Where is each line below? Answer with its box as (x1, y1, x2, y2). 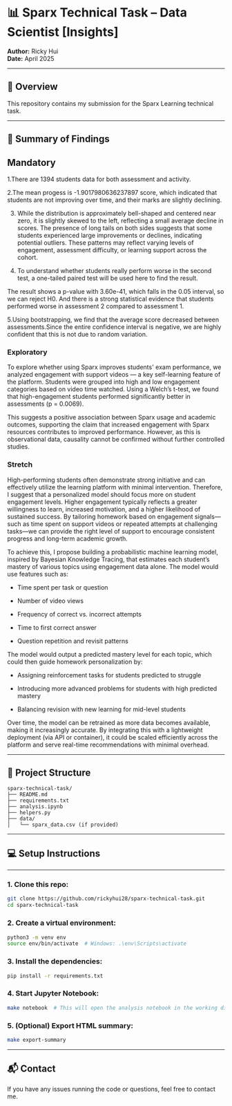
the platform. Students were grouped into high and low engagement (7, 377, 200, 386)
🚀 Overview (7, 81, 58, 93)
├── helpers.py (7, 809, 51, 816)
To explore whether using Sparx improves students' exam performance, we (7, 363, 222, 371)
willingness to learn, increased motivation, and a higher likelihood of (7, 505, 201, 513)
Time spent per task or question (17, 583, 108, 591)
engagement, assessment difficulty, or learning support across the (17, 245, 207, 254)
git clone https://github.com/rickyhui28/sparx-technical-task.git (7, 895, 206, 902)
